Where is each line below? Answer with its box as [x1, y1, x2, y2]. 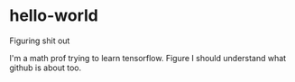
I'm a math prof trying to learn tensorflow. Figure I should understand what [9, 52, 287, 63]
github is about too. [9, 62, 82, 73]
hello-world [9, 5, 99, 26]
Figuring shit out [9, 35, 70, 46]
